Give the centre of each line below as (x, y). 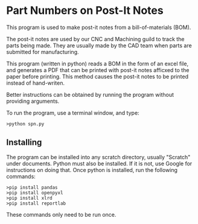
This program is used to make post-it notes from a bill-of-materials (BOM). (99, 27)
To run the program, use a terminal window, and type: (73, 113)
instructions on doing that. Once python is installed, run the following (92, 170)
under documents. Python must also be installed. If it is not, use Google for (99, 163)
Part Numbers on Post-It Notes (85, 11)
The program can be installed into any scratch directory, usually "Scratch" (98, 157)
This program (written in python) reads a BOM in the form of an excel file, (97, 64)
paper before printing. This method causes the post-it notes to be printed (97, 76)
